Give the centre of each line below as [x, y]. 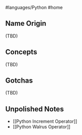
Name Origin [26, 23]
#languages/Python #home [34, 7]
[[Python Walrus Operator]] [42, 127]
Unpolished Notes [35, 109]
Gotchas [19, 81]
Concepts [21, 52]
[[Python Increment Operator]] [45, 121]
